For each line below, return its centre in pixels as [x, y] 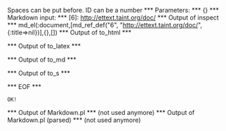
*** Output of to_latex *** [44, 46]
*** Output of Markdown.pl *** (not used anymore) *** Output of [101, 112]
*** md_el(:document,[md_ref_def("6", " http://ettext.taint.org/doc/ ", [105, 25]
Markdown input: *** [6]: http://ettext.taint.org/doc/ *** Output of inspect [113, 18]
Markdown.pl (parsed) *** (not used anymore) [74, 120]
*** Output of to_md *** [42, 60]
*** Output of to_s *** [39, 73]
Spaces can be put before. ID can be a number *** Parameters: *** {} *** [113, 10]
